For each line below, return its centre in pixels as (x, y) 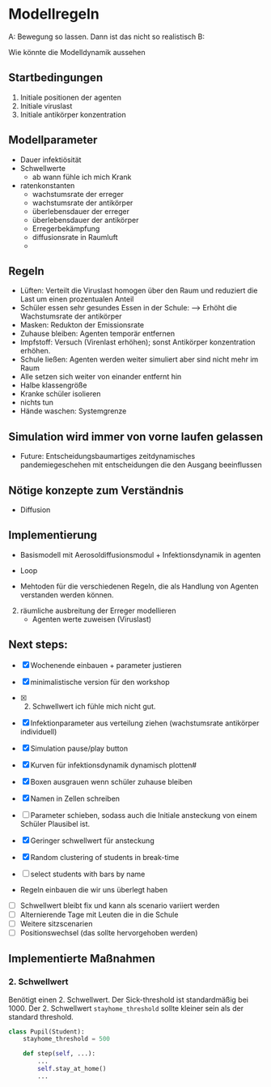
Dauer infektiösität (51, 160)
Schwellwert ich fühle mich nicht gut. (94, 706)
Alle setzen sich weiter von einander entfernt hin (101, 377)
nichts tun (37, 403)
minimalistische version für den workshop (100, 682)
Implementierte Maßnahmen (82, 959)
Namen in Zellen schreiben (75, 798)
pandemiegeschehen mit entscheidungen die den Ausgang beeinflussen (141, 465)
